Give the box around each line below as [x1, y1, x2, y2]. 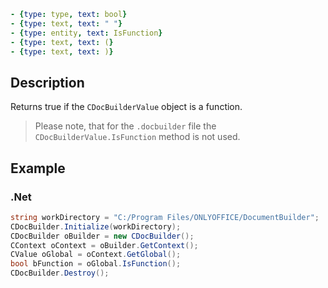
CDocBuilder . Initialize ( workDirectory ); [10, 221, 182, 232]
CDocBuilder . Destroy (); [10, 268, 110, 279]
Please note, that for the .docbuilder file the [34, 120, 217, 132]
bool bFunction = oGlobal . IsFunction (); [10, 259, 182, 269]
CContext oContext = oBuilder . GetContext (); [10, 240, 199, 250]
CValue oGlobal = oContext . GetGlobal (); [10, 250, 182, 260]
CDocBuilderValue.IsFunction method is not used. [34, 131, 241, 143]
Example [10, 160, 66, 177]
